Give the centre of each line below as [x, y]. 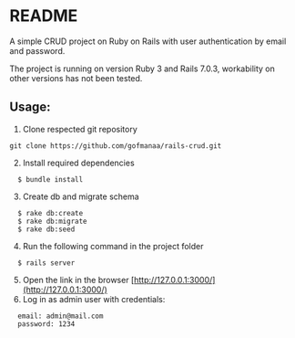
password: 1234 [46, 324]
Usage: [31, 107]
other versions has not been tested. [76, 78]
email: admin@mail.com [61, 316]
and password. [37, 50]
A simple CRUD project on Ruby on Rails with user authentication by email [148, 41]
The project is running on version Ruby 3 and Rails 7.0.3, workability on [142, 69]
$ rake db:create [51, 213]
